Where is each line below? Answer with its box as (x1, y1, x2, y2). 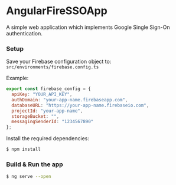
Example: (6, 75, 29, 82)
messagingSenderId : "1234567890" (11, 119, 94, 125)
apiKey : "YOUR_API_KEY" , (11, 91, 73, 98)
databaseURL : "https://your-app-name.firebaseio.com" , (11, 102, 149, 108)
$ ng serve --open (6, 174, 51, 180)
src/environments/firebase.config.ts (6, 64, 99, 70)
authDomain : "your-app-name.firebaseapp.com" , (11, 97, 128, 103)
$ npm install (6, 146, 41, 153)
